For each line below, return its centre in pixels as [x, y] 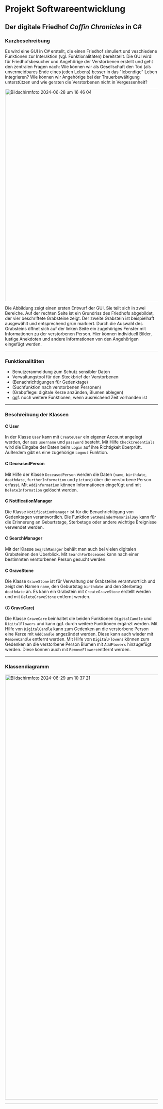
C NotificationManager [29, 501]
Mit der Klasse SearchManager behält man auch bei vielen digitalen [71, 549]
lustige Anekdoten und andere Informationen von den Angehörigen [72, 339]
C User [12, 426]
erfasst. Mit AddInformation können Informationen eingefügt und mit [73, 485]
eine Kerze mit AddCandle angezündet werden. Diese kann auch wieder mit [79, 634]
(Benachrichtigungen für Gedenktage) [50, 382]
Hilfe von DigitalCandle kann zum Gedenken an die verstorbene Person [77, 629]
